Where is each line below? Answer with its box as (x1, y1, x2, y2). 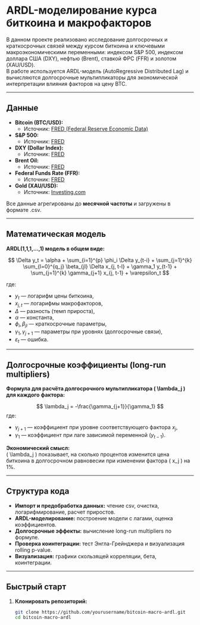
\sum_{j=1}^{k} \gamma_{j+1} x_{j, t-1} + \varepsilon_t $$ (30, 269, 170, 276)
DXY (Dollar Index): (14, 144, 64, 151)
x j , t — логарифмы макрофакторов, (14, 300, 103, 308)
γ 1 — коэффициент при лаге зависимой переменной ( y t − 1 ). (14, 432, 165, 440)
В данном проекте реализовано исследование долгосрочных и (6, 36, 168, 43)
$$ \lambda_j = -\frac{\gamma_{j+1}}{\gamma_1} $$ (36, 403, 164, 410)
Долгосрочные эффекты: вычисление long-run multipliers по (14, 527, 171, 535)
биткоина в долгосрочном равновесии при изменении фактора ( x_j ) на (6, 457, 190, 464)
